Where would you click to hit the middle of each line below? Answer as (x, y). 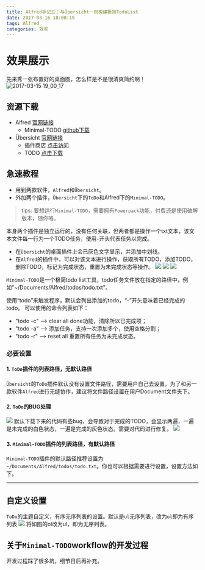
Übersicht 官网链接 (39, 137)
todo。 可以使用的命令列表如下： (48, 308)
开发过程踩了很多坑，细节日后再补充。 (54, 561)
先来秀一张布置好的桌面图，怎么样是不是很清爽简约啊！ (76, 79)
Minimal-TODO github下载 (57, 130)
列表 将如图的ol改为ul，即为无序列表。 (58, 524)
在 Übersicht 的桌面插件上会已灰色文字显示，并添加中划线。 (89, 251)
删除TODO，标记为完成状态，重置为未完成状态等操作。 (84, 266)
